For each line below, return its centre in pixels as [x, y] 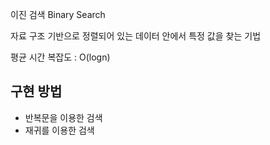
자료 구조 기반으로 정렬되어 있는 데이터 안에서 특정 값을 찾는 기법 [136, 36]
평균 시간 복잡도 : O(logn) [60, 57]
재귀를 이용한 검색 [59, 130]
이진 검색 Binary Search [58, 14]
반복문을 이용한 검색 [63, 117]
